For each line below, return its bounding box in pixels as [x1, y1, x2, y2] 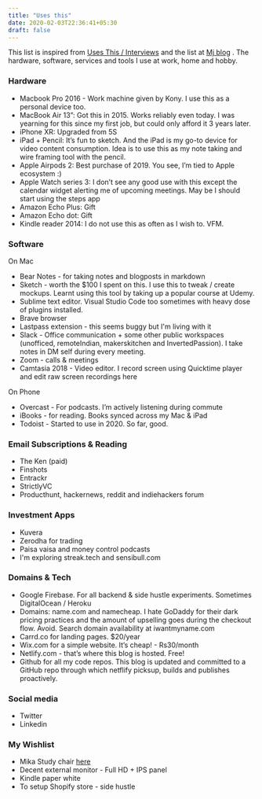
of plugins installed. [19, 304, 84, 315]
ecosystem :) [19, 168, 62, 178]
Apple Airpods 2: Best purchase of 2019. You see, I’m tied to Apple [19, 160, 235, 170]
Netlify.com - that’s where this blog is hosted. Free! [19, 648, 185, 657]
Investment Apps [8, 510, 75, 521]
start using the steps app [19, 193, 100, 203]
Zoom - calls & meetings [19, 355, 99, 364]
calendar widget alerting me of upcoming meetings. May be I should [19, 186, 241, 195]
